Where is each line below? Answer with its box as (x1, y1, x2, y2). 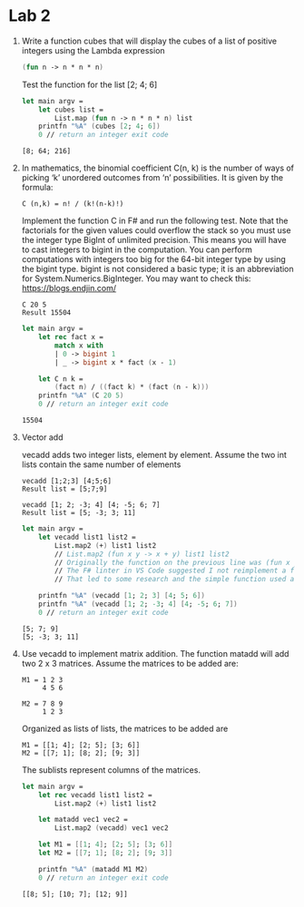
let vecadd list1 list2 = (38, 532, 137, 541)
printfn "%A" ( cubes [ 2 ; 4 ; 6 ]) (38, 122, 161, 132)
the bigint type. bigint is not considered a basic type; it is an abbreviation (21, 264, 294, 275)
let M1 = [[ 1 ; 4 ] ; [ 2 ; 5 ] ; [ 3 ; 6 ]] (38, 840, 173, 849)
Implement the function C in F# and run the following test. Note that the (21, 215, 289, 227)
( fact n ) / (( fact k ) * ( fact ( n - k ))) (54, 383, 210, 392)
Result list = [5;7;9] (21, 484, 108, 494)
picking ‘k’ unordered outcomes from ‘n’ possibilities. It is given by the (21, 172, 283, 183)
